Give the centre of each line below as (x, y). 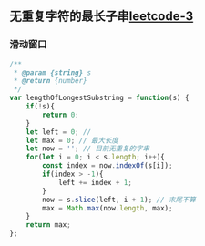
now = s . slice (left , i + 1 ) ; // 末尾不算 (119, 200)
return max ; (48, 225)
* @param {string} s (52, 72)
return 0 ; (61, 115)
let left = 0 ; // (59, 132)
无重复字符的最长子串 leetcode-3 (102, 16)
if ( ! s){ (40, 107)
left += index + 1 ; (95, 182)
